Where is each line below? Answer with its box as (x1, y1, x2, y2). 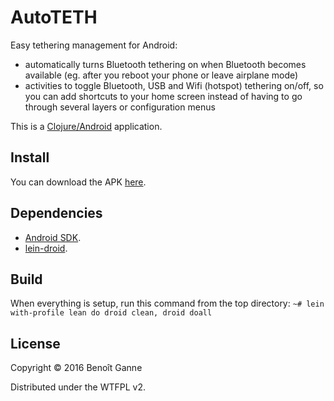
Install (10, 149, 50, 166)
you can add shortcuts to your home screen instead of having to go (24, 90, 303, 102)
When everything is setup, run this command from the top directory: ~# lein (10, 297, 325, 310)
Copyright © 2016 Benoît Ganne (10, 362, 143, 374)
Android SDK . (24, 231, 82, 243)
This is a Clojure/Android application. (10, 120, 163, 132)
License (10, 335, 61, 352)
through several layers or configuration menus (24, 101, 216, 113)
